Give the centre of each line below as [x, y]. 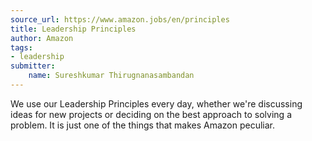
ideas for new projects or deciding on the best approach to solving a [151, 114]
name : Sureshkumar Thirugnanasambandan [111, 76]
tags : [21, 47]
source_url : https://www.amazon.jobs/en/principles [120, 19]
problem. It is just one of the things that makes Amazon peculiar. [143, 125]
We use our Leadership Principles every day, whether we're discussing [156, 103]
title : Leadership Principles [73, 29]
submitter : [33, 66]
